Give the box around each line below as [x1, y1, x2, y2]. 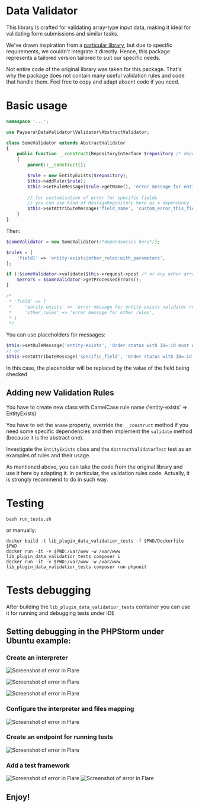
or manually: [6, 526, 37, 534]
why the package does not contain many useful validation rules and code [6, 72, 185, 79]
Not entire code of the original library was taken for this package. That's [6, 65, 182, 72]
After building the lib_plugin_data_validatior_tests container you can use [6, 603, 191, 610]
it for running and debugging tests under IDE [6, 609, 115, 617]
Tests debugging [6, 583, 91, 597]
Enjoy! [6, 792, 30, 802]
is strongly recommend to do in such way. [6, 476, 108, 483]
